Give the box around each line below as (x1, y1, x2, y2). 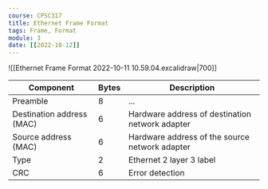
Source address (12, 132, 72, 143)
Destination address (12, 108, 88, 120)
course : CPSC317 (8, 11, 62, 20)
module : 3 (8, 33, 41, 42)
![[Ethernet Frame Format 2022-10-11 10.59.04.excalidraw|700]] (8, 63, 217, 73)
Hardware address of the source (128, 132, 250, 143)
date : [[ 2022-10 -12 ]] (8, 41, 81, 49)
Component (28, 82, 74, 93)
